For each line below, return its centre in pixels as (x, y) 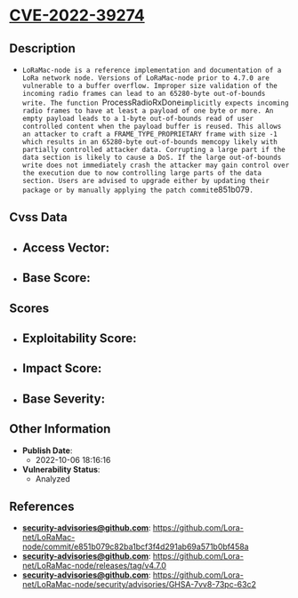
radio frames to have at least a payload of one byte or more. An (148, 111)
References (42, 506)
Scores (29, 308)
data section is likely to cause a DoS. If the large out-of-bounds (152, 157)
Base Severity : (63, 399)
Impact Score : (62, 368)
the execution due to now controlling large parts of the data (142, 173)
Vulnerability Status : (61, 469)
